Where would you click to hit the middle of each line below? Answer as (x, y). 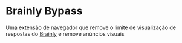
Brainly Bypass (44, 11)
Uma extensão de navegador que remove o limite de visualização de (91, 27)
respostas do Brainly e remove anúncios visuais (65, 33)
